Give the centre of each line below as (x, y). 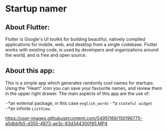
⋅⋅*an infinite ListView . (28, 108)
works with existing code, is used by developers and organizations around (82, 50)
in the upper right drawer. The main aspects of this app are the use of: (78, 93)
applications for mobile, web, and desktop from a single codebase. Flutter (81, 44)
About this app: (30, 71)
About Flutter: (28, 27)
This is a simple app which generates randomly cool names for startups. (80, 82)
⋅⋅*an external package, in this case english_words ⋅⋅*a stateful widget (79, 103)
